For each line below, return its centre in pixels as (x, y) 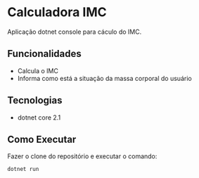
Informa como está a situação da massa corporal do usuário (104, 78)
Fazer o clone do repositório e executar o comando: (82, 156)
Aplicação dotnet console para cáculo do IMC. (75, 32)
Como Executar (42, 139)
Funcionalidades (45, 54)
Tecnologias (35, 100)
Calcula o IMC (38, 70)
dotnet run (23, 170)
